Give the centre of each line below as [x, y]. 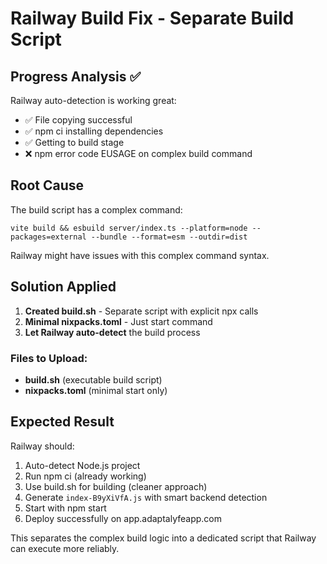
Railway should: [42, 446]
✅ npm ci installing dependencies [94, 131]
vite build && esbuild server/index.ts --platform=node [129, 228]
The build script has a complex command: [96, 209]
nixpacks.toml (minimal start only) [96, 390]
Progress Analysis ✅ [76, 76]
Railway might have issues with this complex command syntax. [140, 255]
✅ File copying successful [78, 120]
